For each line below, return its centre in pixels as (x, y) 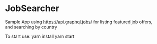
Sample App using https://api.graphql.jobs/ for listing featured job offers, (79, 22)
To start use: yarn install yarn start (40, 36)
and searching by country (31, 27)
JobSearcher (32, 8)
